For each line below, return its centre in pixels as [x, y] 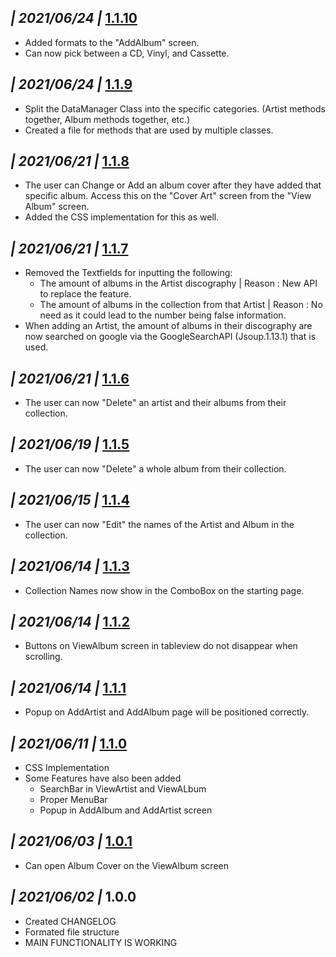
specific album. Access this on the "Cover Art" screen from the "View [168, 196]
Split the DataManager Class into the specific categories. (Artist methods [175, 108]
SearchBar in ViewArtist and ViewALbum [123, 788]
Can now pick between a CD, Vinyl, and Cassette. [127, 53]
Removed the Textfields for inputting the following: [128, 273]
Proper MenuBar [73, 799]
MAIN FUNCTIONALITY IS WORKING [101, 942]
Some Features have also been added [103, 778]
